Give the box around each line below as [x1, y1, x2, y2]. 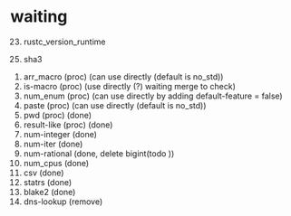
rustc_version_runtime [23, 36, 107, 47]
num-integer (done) [23, 128, 98, 139]
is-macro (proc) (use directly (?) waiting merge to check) [23, 80, 237, 91]
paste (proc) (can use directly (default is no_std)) [23, 99, 207, 110]
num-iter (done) [23, 138, 83, 149]
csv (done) [23, 167, 64, 178]
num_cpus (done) [23, 157, 90, 168]
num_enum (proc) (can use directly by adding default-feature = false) [23, 90, 284, 101]
